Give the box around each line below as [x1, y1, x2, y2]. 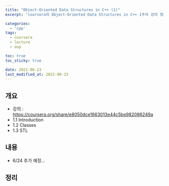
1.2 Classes [12, 122, 36, 128]
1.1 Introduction [12, 117, 44, 123]
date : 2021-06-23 [5, 67, 42, 72]
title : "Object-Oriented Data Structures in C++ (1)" [5, 7, 121, 13]
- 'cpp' [10, 26, 26, 31]
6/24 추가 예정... [12, 157, 45, 163]
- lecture [10, 40, 30, 45]
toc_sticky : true [5, 58, 42, 63]
